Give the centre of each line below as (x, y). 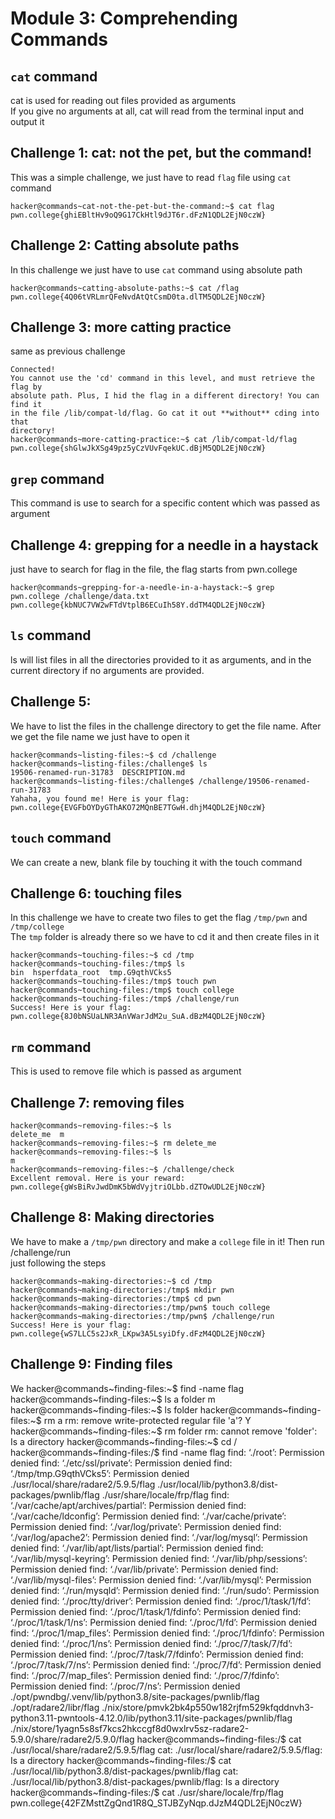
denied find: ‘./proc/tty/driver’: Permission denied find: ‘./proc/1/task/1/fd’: (161, 1601)
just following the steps (58, 1263)
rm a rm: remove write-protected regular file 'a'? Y (147, 1420)
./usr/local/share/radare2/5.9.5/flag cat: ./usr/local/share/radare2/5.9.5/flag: (166, 1749)
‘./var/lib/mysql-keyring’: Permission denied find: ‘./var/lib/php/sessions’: (159, 1558)
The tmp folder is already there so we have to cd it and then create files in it (165, 937)
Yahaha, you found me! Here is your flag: (100, 798)
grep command (57, 478)
